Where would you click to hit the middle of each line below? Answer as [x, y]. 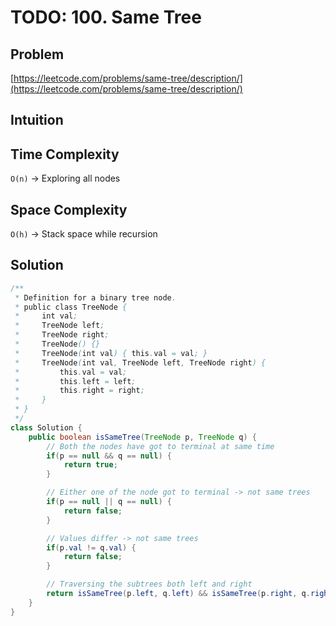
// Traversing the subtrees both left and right [149, 584]
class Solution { [46, 427]
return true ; [90, 465]
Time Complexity [65, 154]
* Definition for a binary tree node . [95, 297]
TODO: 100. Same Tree [106, 17]
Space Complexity [69, 209]
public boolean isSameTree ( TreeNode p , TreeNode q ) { [142, 437]
